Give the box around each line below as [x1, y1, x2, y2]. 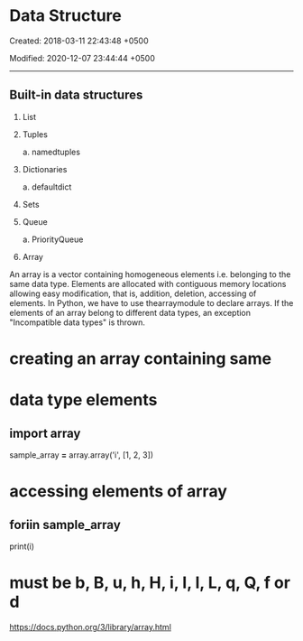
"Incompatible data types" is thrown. [9, 317, 146, 328]
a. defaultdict [22, 181, 72, 192]
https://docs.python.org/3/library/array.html [9, 621, 171, 632]
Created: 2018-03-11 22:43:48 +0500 [9, 35, 149, 46]
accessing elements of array [9, 481, 228, 502]
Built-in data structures [9, 88, 143, 103]
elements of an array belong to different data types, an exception [9, 307, 251, 318]
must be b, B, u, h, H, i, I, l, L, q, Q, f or [9, 572, 291, 593]
